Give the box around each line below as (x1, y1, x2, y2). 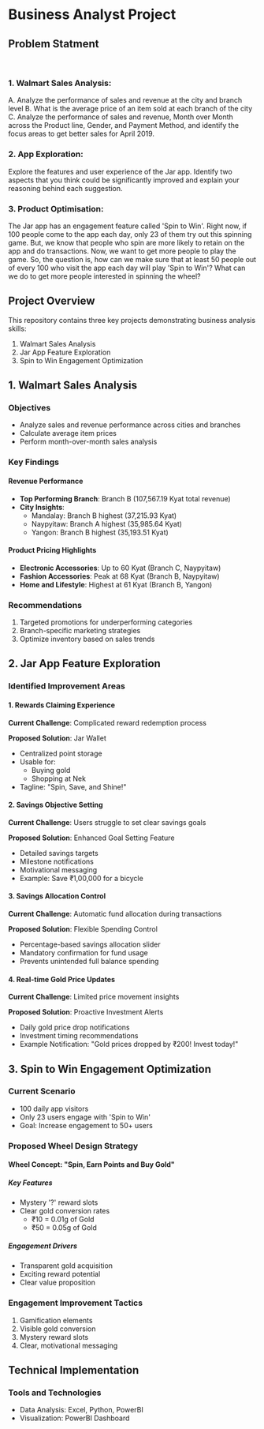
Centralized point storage (19, 748, 102, 758)
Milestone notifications (19, 857, 95, 866)
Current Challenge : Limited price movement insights (8, 992, 180, 1002)
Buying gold (31, 765, 71, 775)
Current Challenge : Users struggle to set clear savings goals (8, 817, 206, 827)
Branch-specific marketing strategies (19, 626, 141, 636)
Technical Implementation (8, 1363, 139, 1377)
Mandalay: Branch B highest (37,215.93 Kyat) (31, 511, 177, 520)
